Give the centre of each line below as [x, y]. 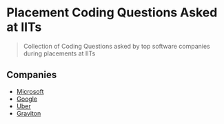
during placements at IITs [59, 53]
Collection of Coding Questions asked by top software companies [117, 46]
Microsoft [30, 91]
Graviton [29, 113]
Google [27, 99]
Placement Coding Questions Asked [112, 13]
